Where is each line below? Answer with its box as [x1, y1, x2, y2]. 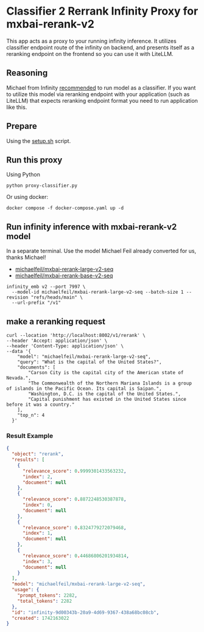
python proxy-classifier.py [6, 182, 78, 189]
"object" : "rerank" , [12, 451, 64, 457]
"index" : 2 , [22, 473, 53, 480]
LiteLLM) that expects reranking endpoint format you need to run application [6, 97, 198, 104]
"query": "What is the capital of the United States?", [17, 359, 163, 365]
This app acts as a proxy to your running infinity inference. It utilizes [6, 37, 177, 44]
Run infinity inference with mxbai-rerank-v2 [6, 221, 177, 232]
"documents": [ [17, 364, 56, 370]
